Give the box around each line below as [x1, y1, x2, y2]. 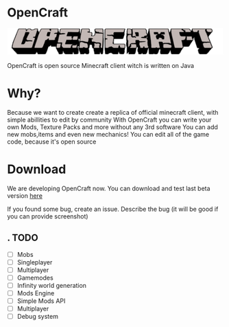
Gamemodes [16, 273, 53, 282]
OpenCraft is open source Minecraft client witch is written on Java [7, 62, 194, 70]
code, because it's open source [7, 137, 97, 146]
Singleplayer [16, 258, 53, 266]
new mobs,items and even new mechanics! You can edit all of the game [7, 130, 210, 138]
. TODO [7, 232, 39, 244]
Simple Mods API [16, 297, 66, 305]
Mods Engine [16, 289, 55, 297]
